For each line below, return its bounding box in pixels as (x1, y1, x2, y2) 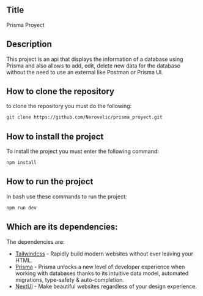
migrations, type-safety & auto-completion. (15, 276, 124, 283)
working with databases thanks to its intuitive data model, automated (15, 270, 189, 277)
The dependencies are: (6, 238, 65, 245)
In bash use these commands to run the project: (6, 193, 127, 200)
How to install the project (6, 131, 104, 142)
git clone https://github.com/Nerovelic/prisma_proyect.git (6, 114, 163, 120)
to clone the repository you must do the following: (6, 103, 132, 110)
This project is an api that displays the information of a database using (6, 55, 183, 63)
